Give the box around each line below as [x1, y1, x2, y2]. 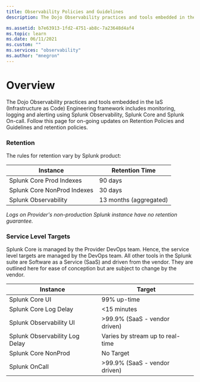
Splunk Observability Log [9, 332, 80, 340]
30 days [99, 186, 123, 194]
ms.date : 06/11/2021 [6, 36, 58, 42]
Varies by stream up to [101, 332, 165, 340]
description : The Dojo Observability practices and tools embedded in [6, 14, 185, 20]
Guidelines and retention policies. [6, 124, 88, 131]
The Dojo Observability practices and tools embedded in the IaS [6, 98, 163, 105]
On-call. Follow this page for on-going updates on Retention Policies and [6, 117, 185, 124]
